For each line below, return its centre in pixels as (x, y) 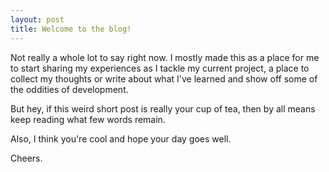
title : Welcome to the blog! (71, 29)
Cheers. (26, 158)
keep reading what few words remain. (88, 119)
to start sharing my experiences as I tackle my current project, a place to (160, 68)
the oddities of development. (69, 89)
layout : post (37, 19)
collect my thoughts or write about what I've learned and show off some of (164, 78)
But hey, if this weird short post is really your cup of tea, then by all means (163, 108)
